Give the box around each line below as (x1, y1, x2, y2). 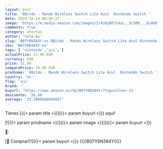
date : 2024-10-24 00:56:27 (5, 16, 60, 21)
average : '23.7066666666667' (5, 97, 64, 102)
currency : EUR (5, 57, 34, 61)
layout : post (5, 7, 32, 12)
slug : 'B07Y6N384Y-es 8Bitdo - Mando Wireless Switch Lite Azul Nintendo (5, 39, 158, 44)
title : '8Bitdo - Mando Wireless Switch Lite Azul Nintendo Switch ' (5, 12, 151, 16)
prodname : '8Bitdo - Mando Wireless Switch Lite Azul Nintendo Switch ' (5, 70, 158, 75)
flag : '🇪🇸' (5, 79, 29, 84)
